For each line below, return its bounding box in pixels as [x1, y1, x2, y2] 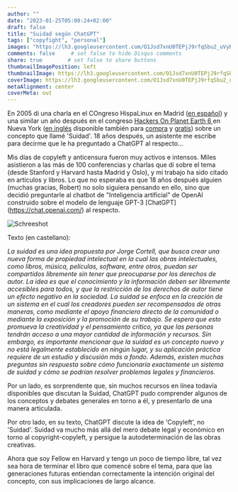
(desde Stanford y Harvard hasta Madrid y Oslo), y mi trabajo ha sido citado [7, 168, 228, 177]
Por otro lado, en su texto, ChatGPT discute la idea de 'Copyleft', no [7, 418, 205, 427]
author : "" [7, 10, 40, 18]
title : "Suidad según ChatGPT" [7, 30, 100, 38]
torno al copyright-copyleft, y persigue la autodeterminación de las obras [7, 433, 221, 442]
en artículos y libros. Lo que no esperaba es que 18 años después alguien [7, 175, 222, 185]
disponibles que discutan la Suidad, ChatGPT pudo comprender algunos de [7, 389, 228, 398]
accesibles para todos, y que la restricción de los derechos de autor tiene [7, 285, 223, 293]
